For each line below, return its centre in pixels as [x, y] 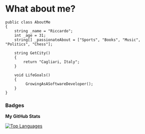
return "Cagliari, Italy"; [52, 62]
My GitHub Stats [23, 116]
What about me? [40, 9]
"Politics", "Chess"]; [29, 44]
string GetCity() [32, 53]
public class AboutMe [28, 22]
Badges [15, 105]
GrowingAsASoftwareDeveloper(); [59, 84]
